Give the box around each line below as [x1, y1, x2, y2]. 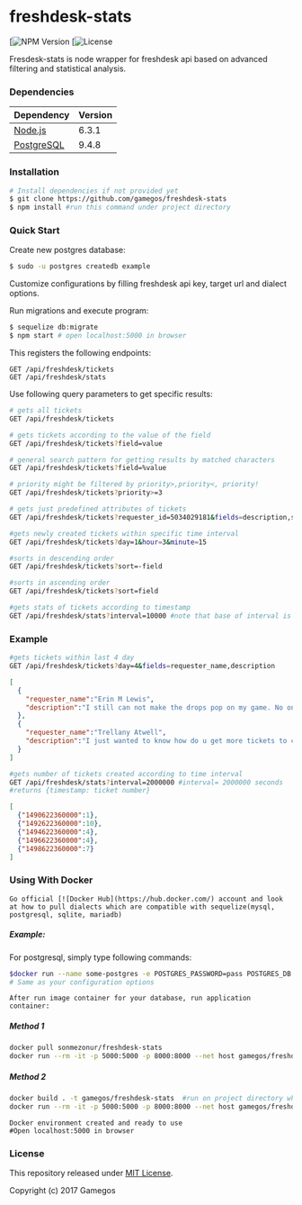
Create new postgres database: [9, 245, 126, 256]
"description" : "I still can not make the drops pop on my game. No [25, 702, 283, 712]
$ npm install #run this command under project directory [9, 203, 231, 213]
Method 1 [9, 1020, 45, 1031]
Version [78, 109, 113, 122]
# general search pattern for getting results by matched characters [9, 455, 276, 465]
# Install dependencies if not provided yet [9, 186, 179, 195]
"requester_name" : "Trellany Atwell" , [25, 728, 167, 738]
